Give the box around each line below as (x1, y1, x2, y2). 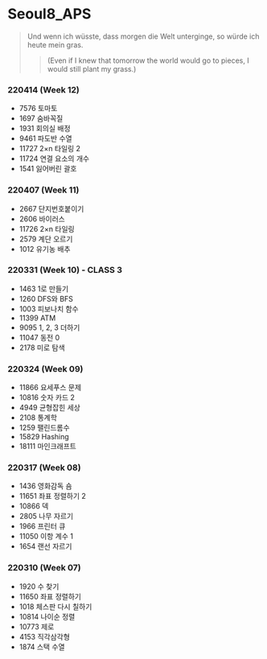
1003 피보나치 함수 (18, 303, 79, 314)
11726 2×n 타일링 (18, 224, 75, 233)
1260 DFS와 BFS (18, 294, 74, 303)
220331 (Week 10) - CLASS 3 (7, 265, 122, 276)
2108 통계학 (18, 413, 58, 422)
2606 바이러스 (18, 214, 65, 224)
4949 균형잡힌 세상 (18, 403, 81, 413)
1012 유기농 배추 (18, 244, 71, 253)
